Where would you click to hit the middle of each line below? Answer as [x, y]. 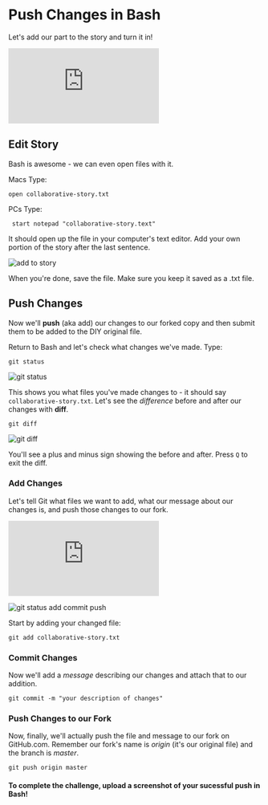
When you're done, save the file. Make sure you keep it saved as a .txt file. [131, 278]
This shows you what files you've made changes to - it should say [118, 392]
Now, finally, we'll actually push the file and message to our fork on [119, 736]
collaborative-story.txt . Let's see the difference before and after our [125, 400]
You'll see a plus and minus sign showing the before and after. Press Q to [128, 454]
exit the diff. [28, 462]
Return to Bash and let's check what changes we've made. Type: [116, 347]
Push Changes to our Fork [60, 718]
